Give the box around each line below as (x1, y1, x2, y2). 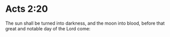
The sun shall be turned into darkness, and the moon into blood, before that (5, 20, 165, 26)
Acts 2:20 (5, 3, 48, 15)
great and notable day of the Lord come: (5, 25, 91, 31)
